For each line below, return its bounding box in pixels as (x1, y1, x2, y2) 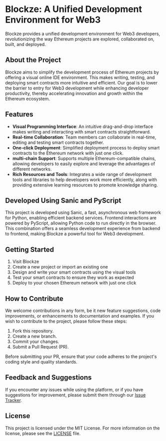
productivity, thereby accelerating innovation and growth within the (5, 90, 143, 96)
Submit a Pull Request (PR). (12, 344, 69, 349)
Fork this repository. (12, 328, 54, 333)
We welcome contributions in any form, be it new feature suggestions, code (5, 307, 161, 313)
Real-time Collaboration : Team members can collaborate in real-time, (12, 134, 157, 140)
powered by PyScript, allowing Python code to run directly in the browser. (5, 220, 157, 226)
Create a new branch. (12, 333, 57, 339)
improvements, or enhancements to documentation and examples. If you (5, 313, 155, 318)
